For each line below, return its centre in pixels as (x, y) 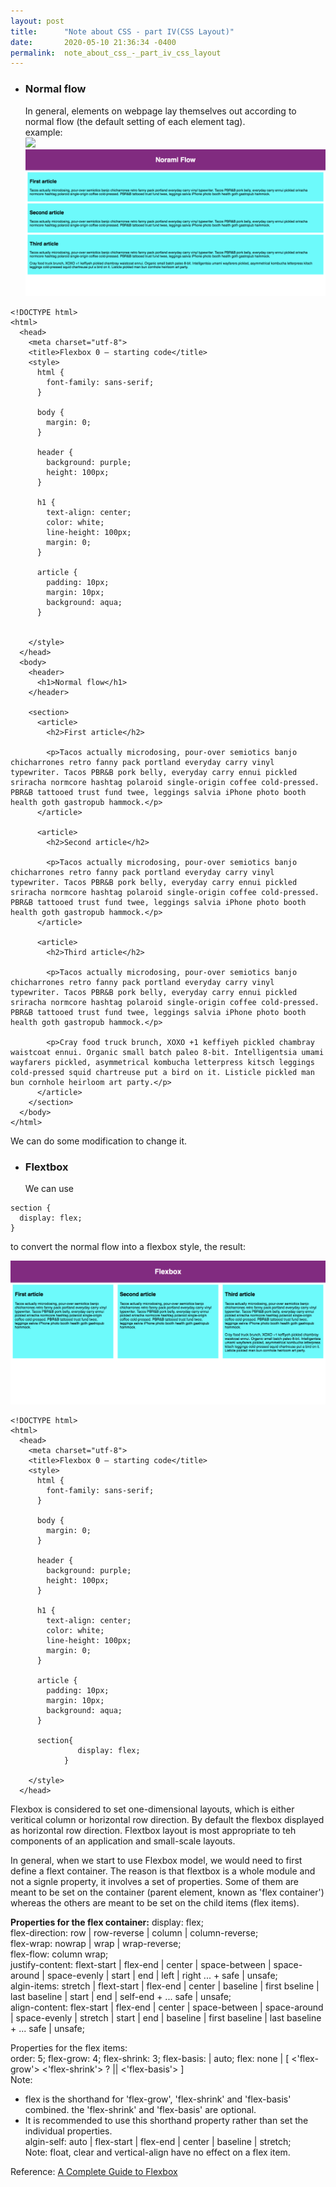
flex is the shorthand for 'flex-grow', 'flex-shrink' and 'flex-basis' (158, 2099)
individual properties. (68, 2131)
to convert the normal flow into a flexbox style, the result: (128, 1247)
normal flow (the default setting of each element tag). (135, 121)
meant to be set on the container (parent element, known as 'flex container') (167, 1892)
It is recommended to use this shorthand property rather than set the (166, 2121)
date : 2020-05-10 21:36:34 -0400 (93, 42)
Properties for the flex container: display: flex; (107, 1922)
